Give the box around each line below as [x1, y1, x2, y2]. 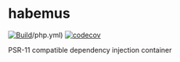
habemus [8, 5, 70, 22]
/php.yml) [31, 30, 63, 40]
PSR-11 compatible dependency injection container [8, 45, 172, 54]
